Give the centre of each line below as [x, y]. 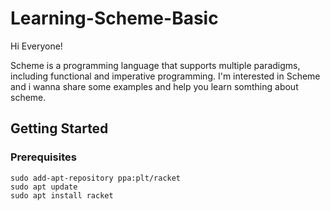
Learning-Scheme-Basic [114, 18]
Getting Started [59, 128]
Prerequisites [43, 157]
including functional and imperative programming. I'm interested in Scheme [165, 76]
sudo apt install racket [62, 195]
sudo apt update [44, 187]
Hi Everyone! [36, 46]
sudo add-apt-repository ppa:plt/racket [96, 178]
